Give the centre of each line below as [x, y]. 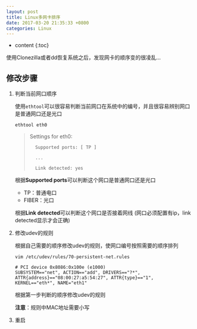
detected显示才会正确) [42, 220]
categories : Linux [29, 28]
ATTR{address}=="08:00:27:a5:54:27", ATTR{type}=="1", [84, 278]
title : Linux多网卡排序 [33, 17]
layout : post [22, 12]
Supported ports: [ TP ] [66, 147]
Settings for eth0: [51, 136]
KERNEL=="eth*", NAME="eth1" [51, 283]
